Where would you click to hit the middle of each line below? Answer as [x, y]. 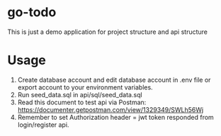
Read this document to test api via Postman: [82, 102]
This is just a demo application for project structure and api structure [107, 32]
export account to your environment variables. [85, 87]
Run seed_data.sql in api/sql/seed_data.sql [80, 94]
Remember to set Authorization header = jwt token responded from [115, 117]
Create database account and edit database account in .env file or [114, 80]
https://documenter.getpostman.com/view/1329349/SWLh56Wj [110, 109]
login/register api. [43, 125]
